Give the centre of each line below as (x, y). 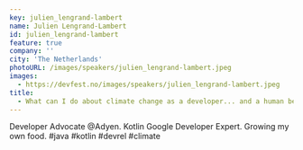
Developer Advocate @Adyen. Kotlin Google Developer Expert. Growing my (149, 127)
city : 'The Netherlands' (56, 59)
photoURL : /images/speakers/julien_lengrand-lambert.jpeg (120, 68)
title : (22, 93)
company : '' (32, 51)
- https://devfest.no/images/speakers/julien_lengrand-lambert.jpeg (149, 84)
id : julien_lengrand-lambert (64, 34)
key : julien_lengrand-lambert (66, 18)
